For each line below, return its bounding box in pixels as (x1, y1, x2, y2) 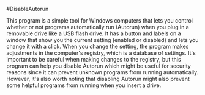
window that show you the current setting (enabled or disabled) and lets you (6, 37, 199, 43)
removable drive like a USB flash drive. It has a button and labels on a (6, 30, 182, 37)
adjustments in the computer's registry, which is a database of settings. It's (6, 49, 196, 57)
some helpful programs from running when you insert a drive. (6, 82, 162, 89)
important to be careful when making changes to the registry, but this (6, 56, 182, 63)
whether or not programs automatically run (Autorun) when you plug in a (6, 24, 189, 30)
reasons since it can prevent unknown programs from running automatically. (6, 69, 199, 76)
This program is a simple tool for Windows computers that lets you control (6, 17, 193, 24)
